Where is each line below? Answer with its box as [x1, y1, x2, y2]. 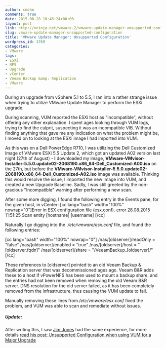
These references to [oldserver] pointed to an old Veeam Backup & [5, 262, 142, 268]
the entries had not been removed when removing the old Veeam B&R [5, 277, 147, 283]
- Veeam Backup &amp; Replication [5, 76, 77, 81]
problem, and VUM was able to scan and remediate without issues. [5, 303, 142, 309]
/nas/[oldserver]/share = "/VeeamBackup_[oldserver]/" [41, 247, 153, 253]
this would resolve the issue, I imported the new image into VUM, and [5, 176, 147, 182]
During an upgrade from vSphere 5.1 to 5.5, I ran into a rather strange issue [5, 94, 157, 100]
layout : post [5, 21, 32, 26]
